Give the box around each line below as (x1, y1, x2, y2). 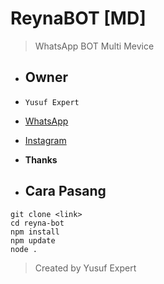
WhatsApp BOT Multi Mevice (34, 40, 155, 52)
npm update (10, 235, 56, 246)
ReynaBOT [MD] (10, 7, 147, 30)
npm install (10, 227, 60, 237)
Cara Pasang (24, 183, 107, 200)
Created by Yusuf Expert (34, 262, 137, 274)
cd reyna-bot (10, 218, 65, 228)
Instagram (24, 134, 67, 146)
